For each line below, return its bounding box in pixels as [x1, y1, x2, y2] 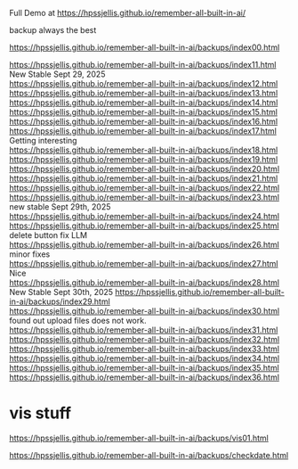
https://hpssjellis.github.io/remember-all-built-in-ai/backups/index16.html [9, 116, 278, 127]
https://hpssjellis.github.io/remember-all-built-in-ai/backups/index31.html [9, 325, 278, 335]
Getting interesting [9, 136, 77, 145]
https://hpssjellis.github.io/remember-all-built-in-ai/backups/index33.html [9, 343, 280, 354]
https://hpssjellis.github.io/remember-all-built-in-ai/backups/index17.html [9, 126, 278, 136]
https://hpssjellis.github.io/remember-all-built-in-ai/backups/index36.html [9, 372, 280, 383]
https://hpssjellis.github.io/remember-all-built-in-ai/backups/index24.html [9, 211, 280, 221]
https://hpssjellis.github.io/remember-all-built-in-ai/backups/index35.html [9, 363, 280, 373]
